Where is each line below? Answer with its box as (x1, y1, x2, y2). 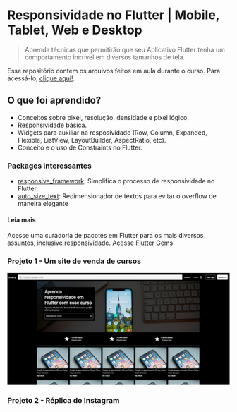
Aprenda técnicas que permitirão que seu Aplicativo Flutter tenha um (24, 45, 226, 54)
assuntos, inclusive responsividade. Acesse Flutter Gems (7, 238, 174, 247)
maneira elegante (17, 200, 68, 208)
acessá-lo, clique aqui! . (7, 74, 75, 83)
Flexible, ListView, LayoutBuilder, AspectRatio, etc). (17, 135, 166, 144)
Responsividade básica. (17, 121, 87, 129)
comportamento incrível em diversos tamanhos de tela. (24, 53, 186, 61)
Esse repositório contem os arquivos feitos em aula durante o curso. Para (7, 66, 221, 75)
